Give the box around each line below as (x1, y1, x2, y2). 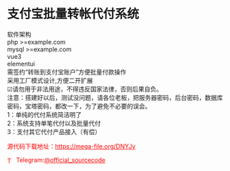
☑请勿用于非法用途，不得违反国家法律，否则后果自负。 (7, 85, 163, 93)
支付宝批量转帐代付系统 (7, 6, 140, 22)
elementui (7, 60, 36, 68)
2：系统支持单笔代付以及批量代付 (7, 119, 101, 127)
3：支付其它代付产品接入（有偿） (7, 127, 101, 135)
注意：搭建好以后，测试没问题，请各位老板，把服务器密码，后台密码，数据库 (7, 93, 223, 101)
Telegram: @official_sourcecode (16, 155, 106, 164)
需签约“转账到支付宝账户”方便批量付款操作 (7, 68, 127, 76)
